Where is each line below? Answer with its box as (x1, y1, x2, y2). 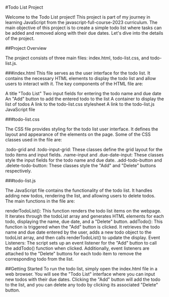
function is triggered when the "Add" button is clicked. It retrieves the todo (5, 224, 160, 230)
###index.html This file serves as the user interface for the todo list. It (5, 70, 150, 76)
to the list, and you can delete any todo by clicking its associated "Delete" (5, 282, 158, 287)
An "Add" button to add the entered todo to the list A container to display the (5, 96, 164, 102)
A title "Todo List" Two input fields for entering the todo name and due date (5, 91, 161, 96)
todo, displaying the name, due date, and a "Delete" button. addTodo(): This (5, 218, 163, 225)
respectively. (5, 168, 32, 174)
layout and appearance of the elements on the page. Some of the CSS (5, 131, 151, 137)
